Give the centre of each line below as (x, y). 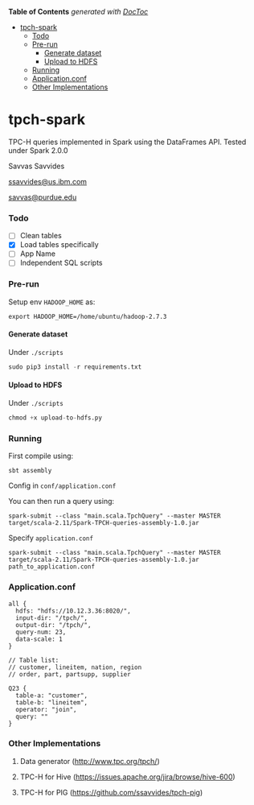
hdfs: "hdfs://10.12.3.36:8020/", (73, 611)
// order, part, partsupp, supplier (70, 674)
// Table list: (34, 660)
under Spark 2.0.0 (38, 150)
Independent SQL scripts (61, 263)
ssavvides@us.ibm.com (47, 181)
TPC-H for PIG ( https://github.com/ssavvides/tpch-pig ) (111, 792)
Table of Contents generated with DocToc (78, 12)
